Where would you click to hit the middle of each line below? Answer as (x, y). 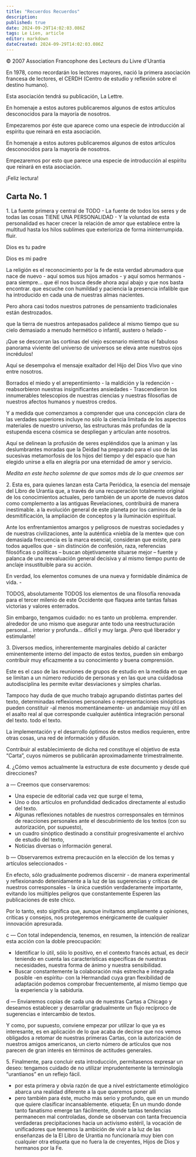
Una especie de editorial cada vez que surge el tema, (79, 796)
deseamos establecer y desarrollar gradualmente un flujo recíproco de (92, 1007)
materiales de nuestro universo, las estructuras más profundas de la (89, 425)
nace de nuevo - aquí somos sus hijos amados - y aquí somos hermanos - (96, 276)
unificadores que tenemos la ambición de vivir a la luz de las (88, 1129)
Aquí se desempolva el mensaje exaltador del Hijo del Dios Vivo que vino (94, 365)
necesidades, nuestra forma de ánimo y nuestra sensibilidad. (88, 965)
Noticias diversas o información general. (63, 846)
